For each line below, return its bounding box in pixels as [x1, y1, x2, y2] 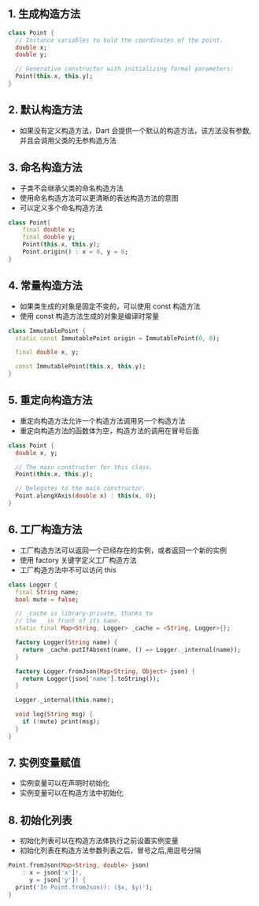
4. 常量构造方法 [8, 279, 83, 293]
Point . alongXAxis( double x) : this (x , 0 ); [15, 492, 157, 500]
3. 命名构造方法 [8, 161, 83, 175]
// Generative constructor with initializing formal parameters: [15, 65, 235, 73]
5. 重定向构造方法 [8, 394, 93, 407]
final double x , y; [15, 349, 80, 357]
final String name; [15, 588, 80, 596]
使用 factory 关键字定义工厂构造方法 [19, 555, 137, 564]
